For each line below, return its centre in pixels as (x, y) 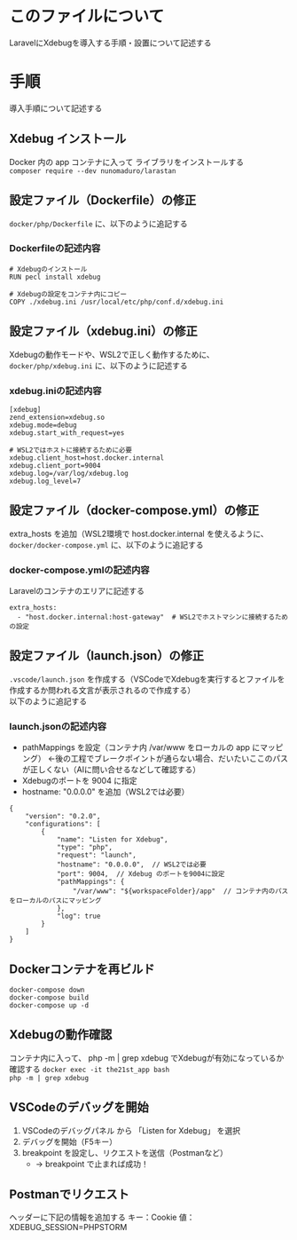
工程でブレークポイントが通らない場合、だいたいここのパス (180, 759)
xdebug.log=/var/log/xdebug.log (69, 473)
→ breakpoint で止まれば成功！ (92, 1164)
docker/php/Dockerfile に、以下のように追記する (98, 223)
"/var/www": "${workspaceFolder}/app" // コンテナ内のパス (180, 891)
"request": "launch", (97, 856)
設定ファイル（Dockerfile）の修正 (103, 200)
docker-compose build (49, 998)
